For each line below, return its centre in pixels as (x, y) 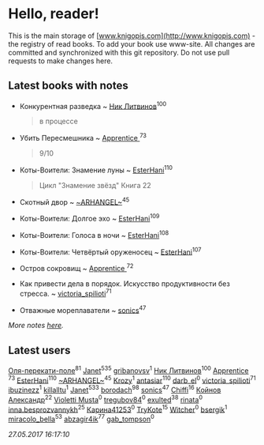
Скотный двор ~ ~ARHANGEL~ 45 (74, 201)
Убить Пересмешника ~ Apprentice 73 (83, 138)
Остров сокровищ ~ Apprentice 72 (76, 268)
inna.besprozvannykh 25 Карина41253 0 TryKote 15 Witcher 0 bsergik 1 (118, 409)
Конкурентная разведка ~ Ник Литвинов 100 (93, 105)
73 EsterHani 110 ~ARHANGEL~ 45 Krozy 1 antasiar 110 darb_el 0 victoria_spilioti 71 (132, 379)
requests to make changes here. (60, 61)
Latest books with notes (68, 86)
